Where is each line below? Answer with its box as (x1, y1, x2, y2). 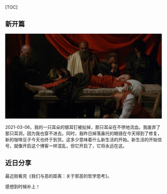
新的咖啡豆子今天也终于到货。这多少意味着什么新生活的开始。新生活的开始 (5, 136, 158, 142)
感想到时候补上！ (5, 184, 40, 190)
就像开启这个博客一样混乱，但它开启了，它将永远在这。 (13, 143, 127, 149)
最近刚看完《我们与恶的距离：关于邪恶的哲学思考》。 (5, 173, 112, 179)
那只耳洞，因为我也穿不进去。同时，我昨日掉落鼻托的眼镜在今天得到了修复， (5, 130, 162, 136)
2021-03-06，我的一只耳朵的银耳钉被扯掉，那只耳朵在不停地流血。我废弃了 (5, 124, 161, 130)
